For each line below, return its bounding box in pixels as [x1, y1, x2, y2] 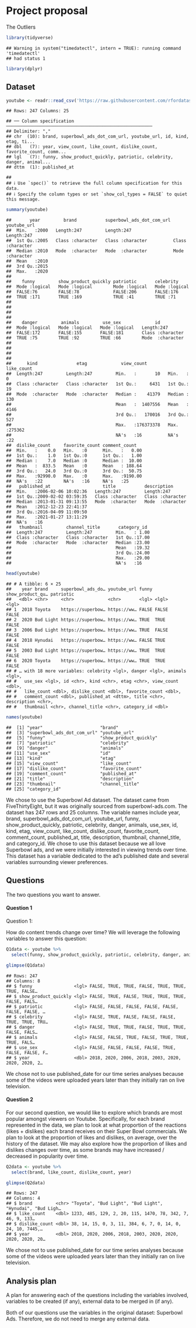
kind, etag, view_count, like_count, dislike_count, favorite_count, [6, 828, 160, 834]
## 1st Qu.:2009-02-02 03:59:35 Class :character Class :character [6, 494, 187, 500]
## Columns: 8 [6, 978, 41, 984]
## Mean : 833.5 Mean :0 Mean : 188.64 [6, 463, 142, 469]
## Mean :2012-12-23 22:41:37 [6, 504, 87, 510]
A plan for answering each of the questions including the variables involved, [6, 1292, 188, 1299]
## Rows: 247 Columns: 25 [6, 108, 69, 114]
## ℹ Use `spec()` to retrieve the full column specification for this [6, 180, 183, 187]
